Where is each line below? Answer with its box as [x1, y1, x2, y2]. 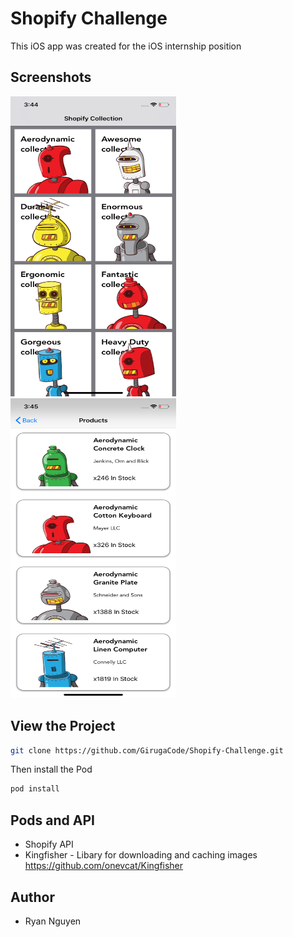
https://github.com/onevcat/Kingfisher [24, 860, 184, 872]
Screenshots [10, 69, 92, 86]
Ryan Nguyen [24, 915, 82, 927]
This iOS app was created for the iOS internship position [10, 40, 242, 52]
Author [10, 888, 55, 906]
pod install [10, 784, 60, 794]
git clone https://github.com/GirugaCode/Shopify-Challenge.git [10, 745, 284, 756]
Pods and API [10, 812, 95, 829]
